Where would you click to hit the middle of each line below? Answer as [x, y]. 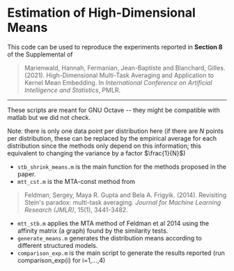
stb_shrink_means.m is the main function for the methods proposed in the [122, 167]
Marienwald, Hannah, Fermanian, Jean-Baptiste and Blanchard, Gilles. [125, 68]
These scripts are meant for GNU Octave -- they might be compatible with [114, 110]
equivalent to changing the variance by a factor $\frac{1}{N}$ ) [96, 153]
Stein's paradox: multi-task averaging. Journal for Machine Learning [123, 202]
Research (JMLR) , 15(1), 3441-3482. [76, 210]
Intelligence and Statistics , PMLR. [72, 90]
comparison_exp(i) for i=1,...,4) [61, 260]
